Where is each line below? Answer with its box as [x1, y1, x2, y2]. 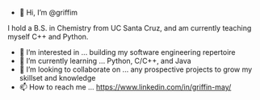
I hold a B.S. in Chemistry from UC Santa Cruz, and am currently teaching [7, 23, 252, 32]
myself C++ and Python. [7, 32, 89, 41]
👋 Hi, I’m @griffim [19, 8, 78, 17]
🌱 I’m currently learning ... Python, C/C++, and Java [19, 56, 191, 65]
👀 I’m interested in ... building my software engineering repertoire [19, 48, 236, 56]
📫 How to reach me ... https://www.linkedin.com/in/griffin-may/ [19, 82, 232, 92]
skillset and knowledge [19, 73, 96, 82]
